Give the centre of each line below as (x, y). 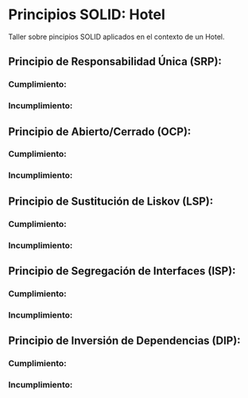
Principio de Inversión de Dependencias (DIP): (124, 341)
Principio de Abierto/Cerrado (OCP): (100, 132)
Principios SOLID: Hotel (87, 15)
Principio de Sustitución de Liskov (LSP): (111, 201)
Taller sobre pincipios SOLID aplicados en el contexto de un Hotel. (116, 37)
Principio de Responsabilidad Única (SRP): (115, 62)
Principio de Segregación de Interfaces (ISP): (122, 271)
